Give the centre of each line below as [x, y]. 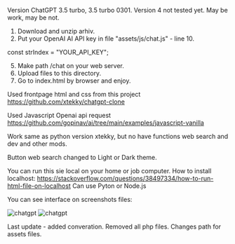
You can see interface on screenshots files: [70, 199]
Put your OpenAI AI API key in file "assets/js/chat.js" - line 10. [106, 39]
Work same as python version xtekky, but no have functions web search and [118, 136]
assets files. [25, 234]
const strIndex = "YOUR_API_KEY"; [58, 52]
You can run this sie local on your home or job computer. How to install [109, 171]
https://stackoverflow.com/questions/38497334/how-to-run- [125, 178]
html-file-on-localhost [39, 186]
